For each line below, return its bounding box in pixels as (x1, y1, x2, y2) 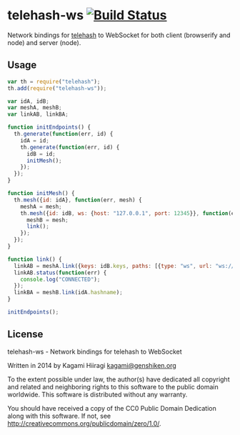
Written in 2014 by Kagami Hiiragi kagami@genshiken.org (7, 361, 176, 369)
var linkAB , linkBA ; (7, 111, 69, 118)
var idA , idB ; (7, 97, 50, 105)
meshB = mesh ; (26, 216, 69, 224)
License (7, 329, 44, 341)
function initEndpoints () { (7, 124, 91, 131)
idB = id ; (26, 150, 56, 157)
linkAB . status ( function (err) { (14, 269, 107, 276)
